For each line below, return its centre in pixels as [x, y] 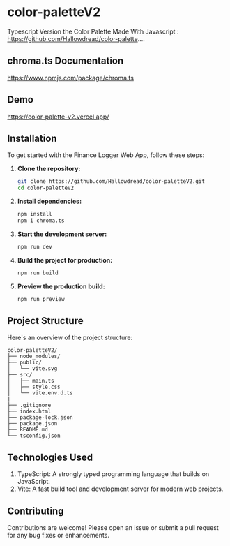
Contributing [36, 511]
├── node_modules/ [34, 357]
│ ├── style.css [34, 387]
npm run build [38, 273]
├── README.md [28, 430]
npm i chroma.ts [41, 221]
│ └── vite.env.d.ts [40, 393]
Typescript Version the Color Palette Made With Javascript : [93, 31]
